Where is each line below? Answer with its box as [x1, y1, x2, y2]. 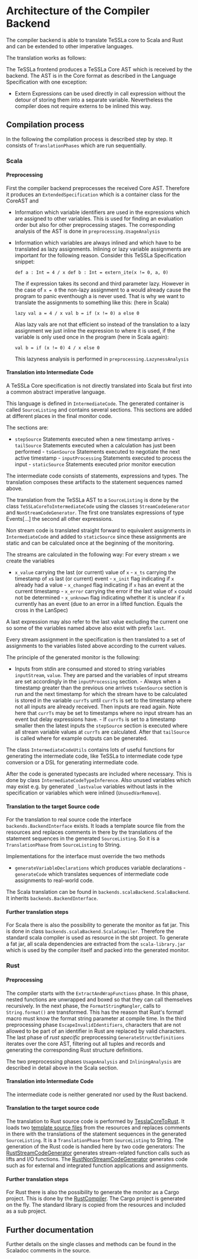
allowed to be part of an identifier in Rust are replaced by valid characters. [6, 1027, 187, 1035]
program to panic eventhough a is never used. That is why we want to [14, 292, 185, 299]
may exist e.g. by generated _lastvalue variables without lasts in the [6, 783, 173, 790]
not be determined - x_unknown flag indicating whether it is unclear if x [14, 594, 185, 601]
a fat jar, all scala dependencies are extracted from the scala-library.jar [6, 940, 186, 948]
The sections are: [6, 424, 49, 431]
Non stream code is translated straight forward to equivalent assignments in [6, 527, 191, 534]
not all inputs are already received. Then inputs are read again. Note [14, 703, 180, 710]
